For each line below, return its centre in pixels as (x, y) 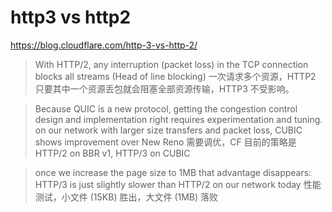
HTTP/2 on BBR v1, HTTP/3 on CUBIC (112, 153)
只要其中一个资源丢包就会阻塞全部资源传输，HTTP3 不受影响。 (164, 88)
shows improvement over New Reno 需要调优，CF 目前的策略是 (165, 142)
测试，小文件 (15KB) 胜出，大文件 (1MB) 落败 (126, 197)
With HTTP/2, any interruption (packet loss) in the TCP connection (171, 64)
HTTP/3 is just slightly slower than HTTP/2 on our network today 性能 (178, 184)
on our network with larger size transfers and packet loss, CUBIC (168, 130)
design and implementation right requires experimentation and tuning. (178, 119)
